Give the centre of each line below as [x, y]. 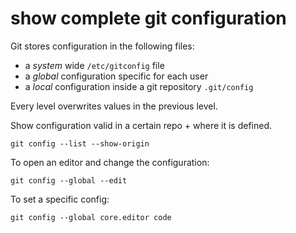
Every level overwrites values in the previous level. [114, 106]
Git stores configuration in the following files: [102, 46]
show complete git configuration [148, 18]
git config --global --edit [69, 180]
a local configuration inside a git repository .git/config [139, 86]
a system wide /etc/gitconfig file [94, 65]
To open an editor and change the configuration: [110, 162]
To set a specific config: [60, 199]
